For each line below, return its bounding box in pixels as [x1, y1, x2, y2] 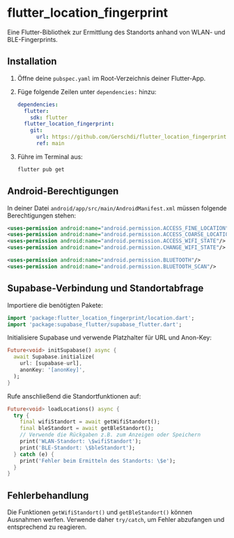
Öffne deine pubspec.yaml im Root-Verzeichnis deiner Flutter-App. [17, 74, 206, 82]
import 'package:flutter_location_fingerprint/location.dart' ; [7, 314, 195, 321]
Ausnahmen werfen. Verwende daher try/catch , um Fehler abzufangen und [7, 516, 225, 524]
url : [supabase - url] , [19, 360, 82, 367]
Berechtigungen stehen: [7, 211, 77, 220]
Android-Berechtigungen [7, 185, 119, 197]
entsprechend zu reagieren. [7, 523, 87, 531]
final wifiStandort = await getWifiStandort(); [19, 418, 160, 426]
